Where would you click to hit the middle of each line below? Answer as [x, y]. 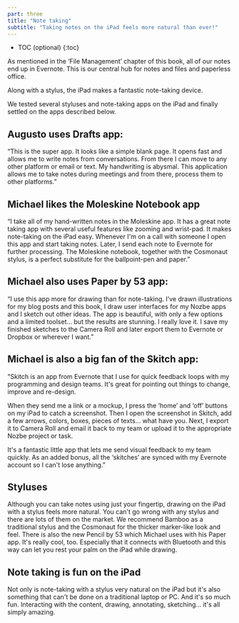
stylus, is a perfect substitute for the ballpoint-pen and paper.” [99, 259]
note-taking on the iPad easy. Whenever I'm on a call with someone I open [117, 237]
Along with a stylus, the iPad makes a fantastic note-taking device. [105, 91]
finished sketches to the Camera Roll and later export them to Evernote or [115, 329]
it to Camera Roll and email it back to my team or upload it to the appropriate [119, 428]
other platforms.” [32, 182]
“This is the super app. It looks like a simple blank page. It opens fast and [115, 151]
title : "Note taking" [40, 21]
